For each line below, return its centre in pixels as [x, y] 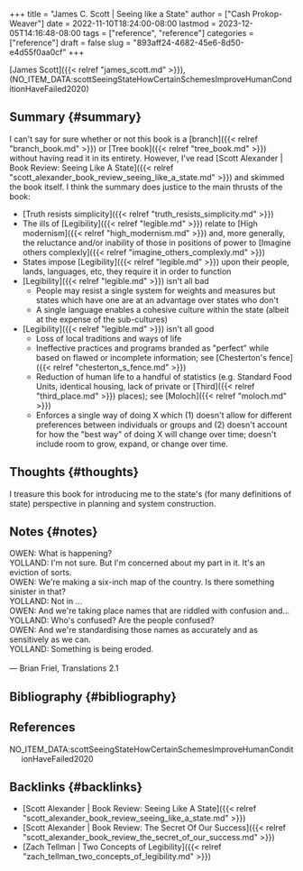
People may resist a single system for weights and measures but [156, 290]
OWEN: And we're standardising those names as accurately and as [134, 630]
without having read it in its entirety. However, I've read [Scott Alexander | [146, 158]
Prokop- [267, 14]
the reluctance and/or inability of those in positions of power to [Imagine [156, 243]
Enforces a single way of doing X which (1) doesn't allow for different [164, 415]
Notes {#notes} [54, 532]
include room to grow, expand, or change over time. [132, 444]
